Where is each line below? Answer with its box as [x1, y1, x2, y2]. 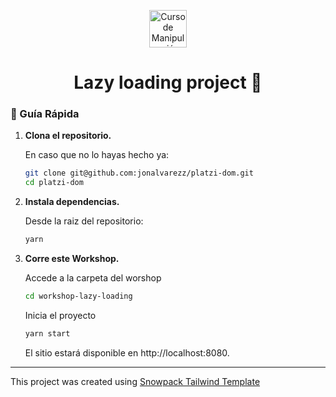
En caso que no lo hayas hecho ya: [24, 149, 170, 161]
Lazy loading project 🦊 [73, 71, 263, 94]
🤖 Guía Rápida [10, 107, 80, 121]
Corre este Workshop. [24, 253, 120, 265]
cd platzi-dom [24, 178, 84, 188]
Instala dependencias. [24, 196, 120, 208]
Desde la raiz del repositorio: [24, 215, 144, 227]
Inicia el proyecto [24, 309, 97, 321]
